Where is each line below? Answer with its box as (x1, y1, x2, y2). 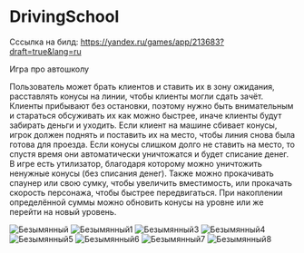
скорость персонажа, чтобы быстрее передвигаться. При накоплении (9, 187, 283, 198)
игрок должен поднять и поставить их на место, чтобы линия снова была (9, 129, 296, 140)
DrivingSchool (9, 6, 120, 27)
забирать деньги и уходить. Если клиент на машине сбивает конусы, (9, 120, 278, 131)
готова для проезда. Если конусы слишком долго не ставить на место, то (9, 139, 295, 150)
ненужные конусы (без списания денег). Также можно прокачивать (9, 168, 274, 179)
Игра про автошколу (9, 63, 89, 74)
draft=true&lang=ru (9, 45, 82, 56)
